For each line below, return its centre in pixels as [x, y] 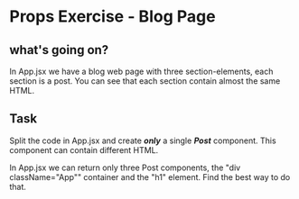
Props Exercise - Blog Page [112, 17]
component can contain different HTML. [84, 149]
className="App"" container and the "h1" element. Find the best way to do [150, 176]
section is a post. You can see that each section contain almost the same [145, 81]
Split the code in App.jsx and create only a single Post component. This [143, 140]
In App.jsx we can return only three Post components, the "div [125, 167]
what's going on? [59, 50]
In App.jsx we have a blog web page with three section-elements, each [141, 71]
